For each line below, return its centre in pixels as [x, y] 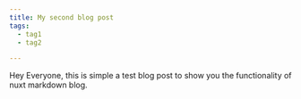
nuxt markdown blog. [48, 85]
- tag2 [30, 42]
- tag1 [30, 34]
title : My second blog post [62, 17]
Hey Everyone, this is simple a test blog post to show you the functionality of [151, 76]
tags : [19, 26]
